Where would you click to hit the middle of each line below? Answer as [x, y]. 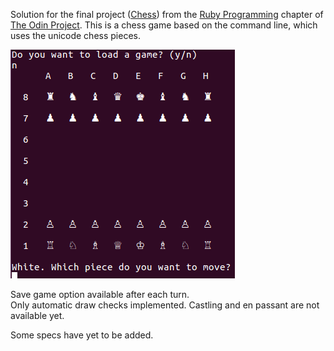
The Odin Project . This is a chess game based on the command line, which [164, 25]
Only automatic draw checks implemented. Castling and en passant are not [165, 305]
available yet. [37, 315]
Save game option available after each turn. [100, 294]
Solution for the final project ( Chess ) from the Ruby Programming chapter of [167, 14]
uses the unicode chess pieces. [75, 35]
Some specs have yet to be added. [82, 335]
